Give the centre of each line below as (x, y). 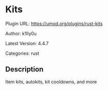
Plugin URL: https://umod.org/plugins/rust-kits (54, 24)
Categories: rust (22, 53)
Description (24, 69)
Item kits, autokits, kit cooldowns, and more (51, 82)
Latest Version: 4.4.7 (27, 43)
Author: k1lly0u (21, 33)
